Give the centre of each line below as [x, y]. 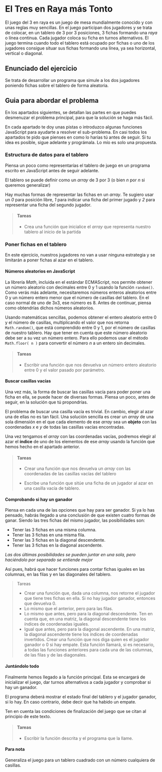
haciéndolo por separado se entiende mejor [49, 560]
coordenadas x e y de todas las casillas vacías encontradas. [65, 427]
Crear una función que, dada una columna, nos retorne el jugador [89, 593]
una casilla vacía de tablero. [52, 488]
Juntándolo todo [22, 666]
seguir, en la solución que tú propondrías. [47, 402]
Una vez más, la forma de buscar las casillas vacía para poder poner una [78, 392]
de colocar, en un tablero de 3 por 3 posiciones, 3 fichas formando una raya [81, 32]
